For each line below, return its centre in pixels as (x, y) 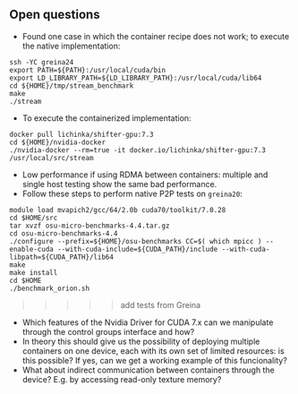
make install (34, 272)
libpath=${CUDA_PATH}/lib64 (62, 257)
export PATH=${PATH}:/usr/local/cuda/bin (88, 70)
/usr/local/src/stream (51, 158)
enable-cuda (31, 249)
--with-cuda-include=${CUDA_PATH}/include (137, 249)
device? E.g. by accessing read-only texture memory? (122, 379)
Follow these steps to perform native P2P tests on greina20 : (132, 193)
